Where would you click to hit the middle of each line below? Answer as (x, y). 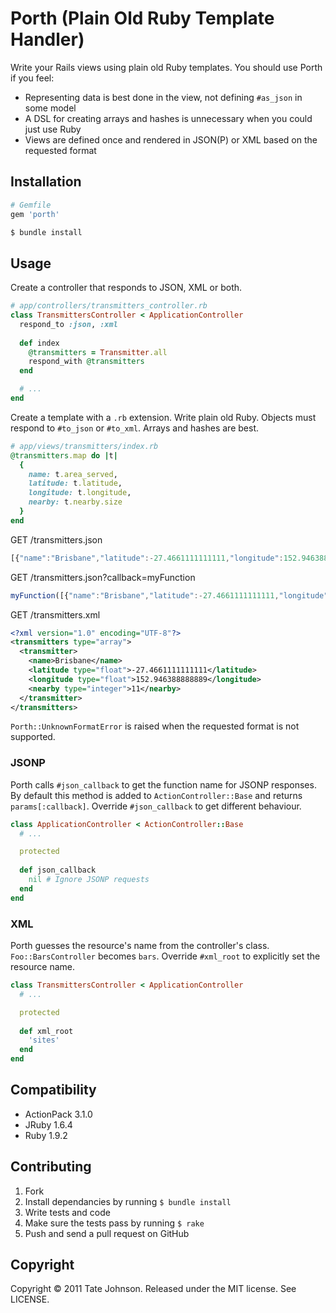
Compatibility (53, 1090)
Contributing (51, 1167)
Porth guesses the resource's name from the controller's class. (140, 946)
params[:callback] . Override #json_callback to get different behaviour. (156, 806)
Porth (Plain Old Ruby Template (142, 18)
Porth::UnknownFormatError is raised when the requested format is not (155, 726)
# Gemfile (31, 205)
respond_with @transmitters (86, 362)
